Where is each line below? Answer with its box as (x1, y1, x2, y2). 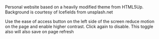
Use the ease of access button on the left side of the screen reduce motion (5, 19, 155, 24)
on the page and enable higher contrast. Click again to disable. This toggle (5, 24, 154, 29)
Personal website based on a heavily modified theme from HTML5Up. (5, 4, 144, 10)
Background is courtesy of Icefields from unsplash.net (5, 9, 113, 15)
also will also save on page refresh (5, 29, 74, 34)
